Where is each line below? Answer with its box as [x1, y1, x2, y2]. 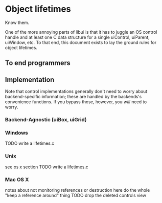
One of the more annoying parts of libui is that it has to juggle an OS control [5, 29, 158, 35]
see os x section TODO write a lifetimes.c [5, 164, 89, 170]
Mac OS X [5, 176, 29, 183]
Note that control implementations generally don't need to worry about [5, 89, 148, 94]
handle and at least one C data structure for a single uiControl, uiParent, [5, 34, 150, 40]
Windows [5, 129, 28, 136]
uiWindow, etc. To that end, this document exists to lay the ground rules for [5, 39, 157, 45]
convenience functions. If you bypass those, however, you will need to [5, 99, 147, 105]
